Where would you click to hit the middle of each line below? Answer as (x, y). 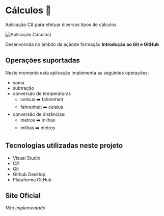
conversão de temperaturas (42, 93)
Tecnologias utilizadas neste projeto (64, 146)
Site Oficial (23, 195)
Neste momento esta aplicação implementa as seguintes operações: (77, 73)
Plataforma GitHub (32, 179)
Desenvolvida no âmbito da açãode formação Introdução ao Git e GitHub (82, 44)
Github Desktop (29, 174)
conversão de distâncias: (39, 114)
